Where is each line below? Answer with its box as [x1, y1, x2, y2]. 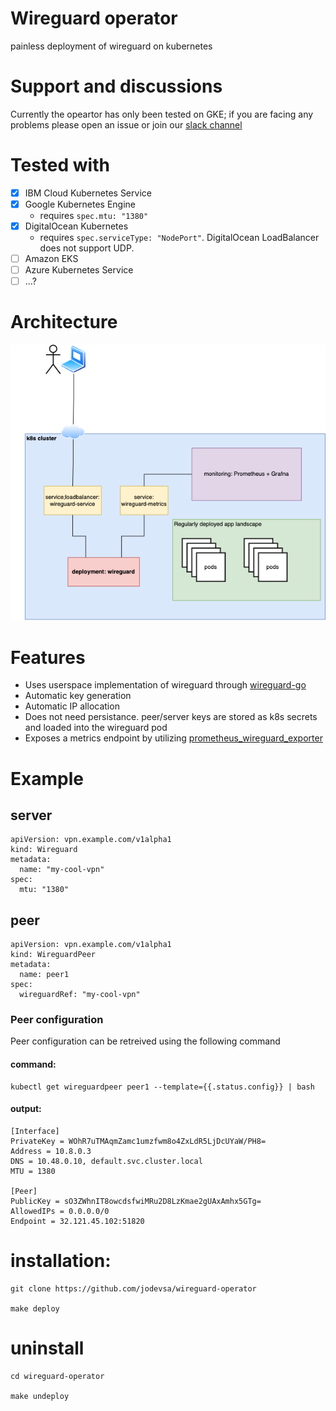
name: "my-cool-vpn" [19, 865, 105, 875]
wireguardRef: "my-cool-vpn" [19, 990, 141, 1000]
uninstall [10, 1337, 85, 1360]
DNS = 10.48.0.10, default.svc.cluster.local [10, 1156, 203, 1166]
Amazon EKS [24, 253, 79, 264]
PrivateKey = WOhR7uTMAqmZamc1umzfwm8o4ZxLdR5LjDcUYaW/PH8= [10, 1136, 267, 1146]
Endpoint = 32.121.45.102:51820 [10, 1216, 145, 1226]
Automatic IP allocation [24, 700, 120, 712]
